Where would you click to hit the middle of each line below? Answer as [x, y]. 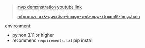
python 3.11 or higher [33, 35]
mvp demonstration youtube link [49, 7]
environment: [18, 26]
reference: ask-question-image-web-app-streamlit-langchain [78, 16]
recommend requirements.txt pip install [53, 40]
